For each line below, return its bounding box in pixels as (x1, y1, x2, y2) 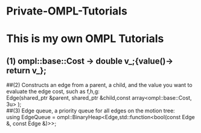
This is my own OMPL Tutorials (6, 32, 164, 46)
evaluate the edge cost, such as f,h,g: (6, 88, 100, 95)
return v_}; (6, 65, 47, 76)
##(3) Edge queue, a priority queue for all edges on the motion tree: (6, 107, 175, 114)
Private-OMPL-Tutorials (6, 4, 128, 18)
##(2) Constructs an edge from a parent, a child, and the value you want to (6, 82, 193, 89)
